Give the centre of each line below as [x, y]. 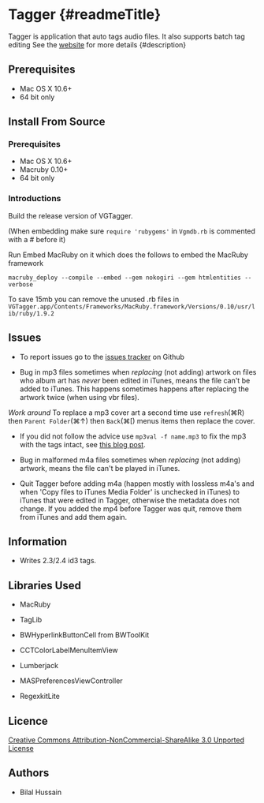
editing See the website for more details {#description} [97, 44]
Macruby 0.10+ [44, 170]
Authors [29, 773]
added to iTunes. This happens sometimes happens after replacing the [134, 389]
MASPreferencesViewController [71, 681]
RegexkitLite [40, 697]
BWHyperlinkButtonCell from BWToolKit [84, 635]
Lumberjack [39, 666]
